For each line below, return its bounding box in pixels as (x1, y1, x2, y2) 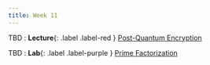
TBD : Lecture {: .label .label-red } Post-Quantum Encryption (8, 33, 202, 42)
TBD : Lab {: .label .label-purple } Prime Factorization (8, 48, 179, 57)
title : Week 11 (8, 11, 58, 20)
